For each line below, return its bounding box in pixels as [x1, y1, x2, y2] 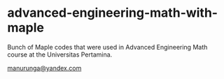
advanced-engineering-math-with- [7, 5, 218, 21]
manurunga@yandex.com [7, 64, 82, 72]
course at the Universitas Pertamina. [7, 50, 113, 59]
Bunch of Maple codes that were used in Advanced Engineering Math [7, 43, 208, 51]
